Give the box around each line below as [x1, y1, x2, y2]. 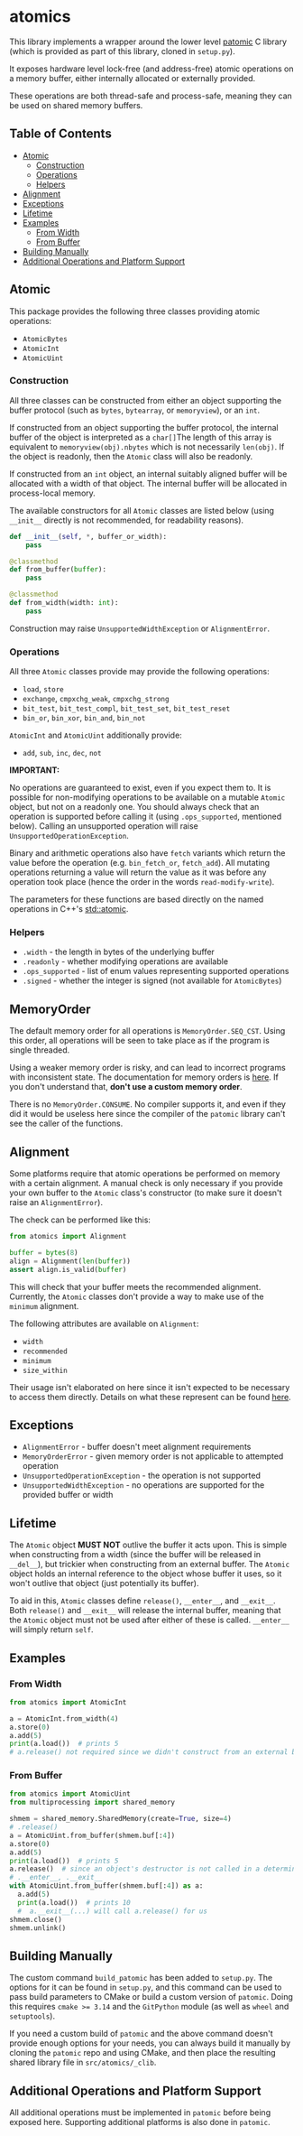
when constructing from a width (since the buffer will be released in [9, 1549, 262, 1560]
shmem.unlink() [9, 1923, 67, 1933]
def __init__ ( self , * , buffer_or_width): [9, 532, 168, 541]
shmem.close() [9, 1915, 63, 1924]
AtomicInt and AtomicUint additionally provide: [9, 729, 182, 741]
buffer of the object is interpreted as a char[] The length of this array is [9, 432, 272, 442]
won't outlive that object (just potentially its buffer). [9, 1578, 199, 1589]
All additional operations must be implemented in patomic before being [9, 2107, 271, 2118]
